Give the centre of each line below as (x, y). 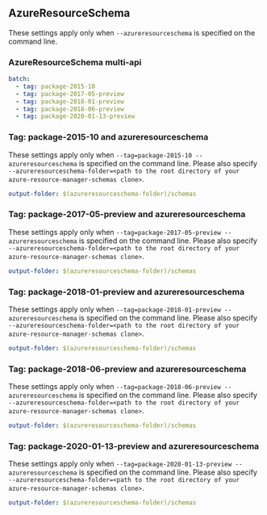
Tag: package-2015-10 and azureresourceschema (108, 137)
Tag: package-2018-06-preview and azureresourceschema (127, 369)
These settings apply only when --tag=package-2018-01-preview (115, 309)
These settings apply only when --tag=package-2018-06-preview (115, 387)
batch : (19, 79)
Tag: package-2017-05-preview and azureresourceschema (127, 215)
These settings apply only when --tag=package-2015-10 (100, 155)
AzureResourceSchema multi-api (75, 62)
